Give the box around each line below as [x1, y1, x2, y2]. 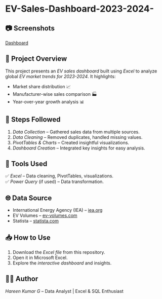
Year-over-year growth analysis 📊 [12, 98, 85, 104]
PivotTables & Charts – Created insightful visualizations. [12, 139, 130, 145]
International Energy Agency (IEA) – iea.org [12, 207, 103, 213]
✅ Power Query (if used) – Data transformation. [5, 178, 104, 185]
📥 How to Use [5, 233, 51, 242]
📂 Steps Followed [5, 115, 61, 124]
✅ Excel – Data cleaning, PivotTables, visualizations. [5, 173, 114, 179]
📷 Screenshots [5, 24, 55, 32]
